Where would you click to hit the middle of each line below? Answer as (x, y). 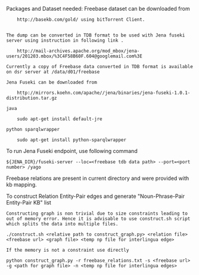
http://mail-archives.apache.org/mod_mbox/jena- (78, 51)
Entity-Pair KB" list (29, 202)
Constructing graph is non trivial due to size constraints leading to (97, 213)
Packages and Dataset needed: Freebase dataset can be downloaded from (98, 9)
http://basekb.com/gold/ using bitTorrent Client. (81, 20)
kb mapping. (21, 184)
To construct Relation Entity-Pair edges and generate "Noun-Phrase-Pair (96, 196)
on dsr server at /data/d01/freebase (53, 72)
